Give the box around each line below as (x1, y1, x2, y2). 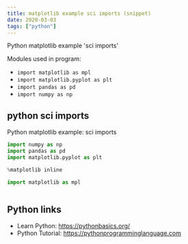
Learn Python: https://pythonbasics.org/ (16, 222, 131, 230)
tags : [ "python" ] (7, 23, 57, 29)
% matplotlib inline (7, 166, 63, 173)
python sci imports (7, 110, 90, 121)
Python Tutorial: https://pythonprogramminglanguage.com (16, 229, 182, 237)
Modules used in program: (7, 55, 81, 63)
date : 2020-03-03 (7, 16, 57, 23)
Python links (7, 204, 62, 215)
